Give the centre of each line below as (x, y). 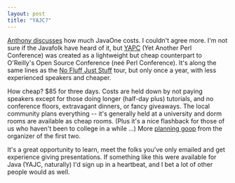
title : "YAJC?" (29, 20)
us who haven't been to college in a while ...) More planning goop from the (115, 128)
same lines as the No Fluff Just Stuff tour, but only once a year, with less (112, 70)
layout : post (26, 14)
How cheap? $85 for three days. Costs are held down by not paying (105, 91)
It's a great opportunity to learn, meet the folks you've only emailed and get (116, 149)
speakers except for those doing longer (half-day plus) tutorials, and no (110, 98)
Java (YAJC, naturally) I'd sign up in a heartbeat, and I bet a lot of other (110, 164)
